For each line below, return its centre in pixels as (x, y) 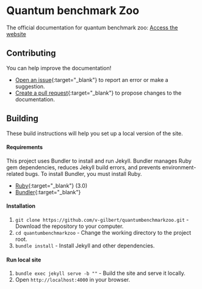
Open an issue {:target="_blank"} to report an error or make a (92, 79)
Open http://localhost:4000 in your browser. (72, 280)
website (16, 34)
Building (22, 119)
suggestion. (30, 86)
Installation (21, 206)
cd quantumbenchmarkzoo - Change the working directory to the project (103, 232)
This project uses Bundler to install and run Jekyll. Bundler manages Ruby (99, 161)
